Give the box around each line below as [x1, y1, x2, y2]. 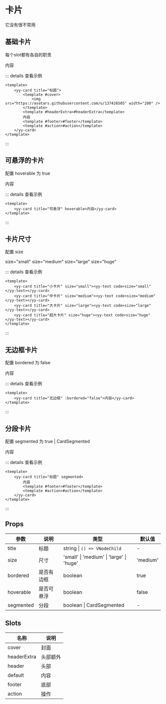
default [7, 671, 24, 678]
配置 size [5, 249, 24, 255]
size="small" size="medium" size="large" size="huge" [5, 259, 117, 265]
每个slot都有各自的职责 [5, 51, 52, 57]
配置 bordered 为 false [5, 360, 51, 366]
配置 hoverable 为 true [5, 170, 50, 176]
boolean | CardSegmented [63, 601, 124, 608]
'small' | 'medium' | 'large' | [63, 553, 126, 560]
